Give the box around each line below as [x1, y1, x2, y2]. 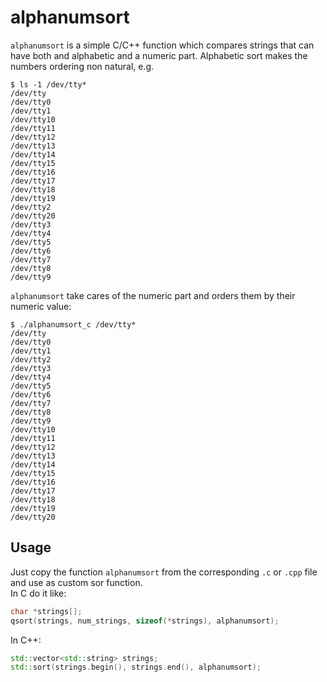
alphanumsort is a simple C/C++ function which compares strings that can [10, 39, 315, 51]
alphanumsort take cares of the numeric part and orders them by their [10, 289, 296, 301]
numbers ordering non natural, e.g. [10, 60, 155, 72]
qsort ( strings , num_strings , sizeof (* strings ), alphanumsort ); [10, 616, 280, 626]
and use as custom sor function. [10, 576, 143, 588]
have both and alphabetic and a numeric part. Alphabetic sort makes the [10, 49, 308, 61]
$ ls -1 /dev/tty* [10, 79, 87, 90]
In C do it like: [10, 587, 67, 599]
